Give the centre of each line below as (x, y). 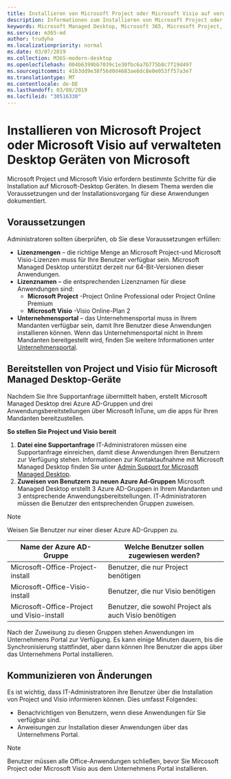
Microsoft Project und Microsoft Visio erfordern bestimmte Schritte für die (112, 179)
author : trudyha (30, 39)
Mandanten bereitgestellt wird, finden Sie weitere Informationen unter (115, 340)
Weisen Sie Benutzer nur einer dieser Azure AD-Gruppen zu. (93, 529)
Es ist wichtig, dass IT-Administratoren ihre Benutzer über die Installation (110, 692)
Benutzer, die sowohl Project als (159, 606)
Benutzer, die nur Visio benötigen (162, 591)
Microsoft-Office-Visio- (51, 586)
